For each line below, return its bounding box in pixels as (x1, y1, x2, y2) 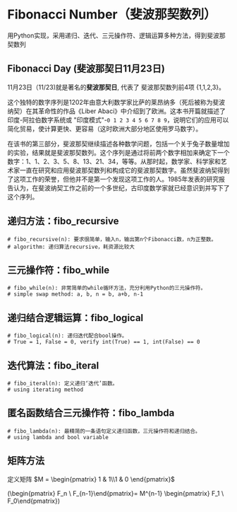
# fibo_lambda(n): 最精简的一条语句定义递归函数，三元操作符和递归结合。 (7, 427, 201, 435)
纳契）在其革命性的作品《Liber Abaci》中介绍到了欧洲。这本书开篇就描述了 (7, 107, 226, 115)
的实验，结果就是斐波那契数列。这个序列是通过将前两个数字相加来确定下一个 (7, 148, 230, 156)
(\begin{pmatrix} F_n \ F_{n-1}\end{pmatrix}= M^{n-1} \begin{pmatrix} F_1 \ (7, 489, 224, 497)
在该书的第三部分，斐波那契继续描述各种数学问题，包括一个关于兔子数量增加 (7, 139, 230, 148)
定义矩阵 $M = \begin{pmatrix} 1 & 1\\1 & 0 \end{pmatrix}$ (7, 475, 175, 483)
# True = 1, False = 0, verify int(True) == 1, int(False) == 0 (7, 339, 200, 346)
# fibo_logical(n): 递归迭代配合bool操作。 (7, 332, 128, 339)
